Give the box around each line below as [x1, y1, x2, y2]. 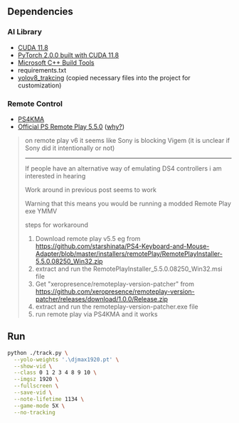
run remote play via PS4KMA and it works [35, 309, 158, 318]
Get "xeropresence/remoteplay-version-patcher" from [35, 279, 194, 288]
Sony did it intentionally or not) [24, 144, 115, 152]
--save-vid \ [14, 389, 53, 397]
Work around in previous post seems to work [24, 185, 156, 194]
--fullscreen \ [14, 382, 59, 390]
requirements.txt [17, 65, 67, 74]
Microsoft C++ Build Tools [17, 58, 95, 67]
